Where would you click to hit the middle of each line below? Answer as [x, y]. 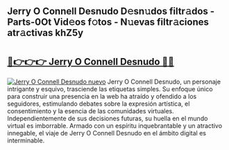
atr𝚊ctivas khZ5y [45, 33]
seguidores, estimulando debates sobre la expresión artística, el [99, 104]
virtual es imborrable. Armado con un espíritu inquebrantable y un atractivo [115, 126]
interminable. [26, 140]
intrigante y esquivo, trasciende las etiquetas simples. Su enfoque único [110, 89]
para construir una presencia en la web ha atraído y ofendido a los [102, 96]
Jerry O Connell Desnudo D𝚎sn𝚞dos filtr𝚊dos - [111, 11]
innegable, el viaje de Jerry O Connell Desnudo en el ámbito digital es [107, 133]
